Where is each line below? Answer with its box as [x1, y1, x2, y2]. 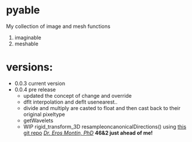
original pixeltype [23, 111, 66, 118]
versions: [6, 61, 53, 74]
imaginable [14, 34, 42, 41]
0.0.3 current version [14, 80, 66, 87]
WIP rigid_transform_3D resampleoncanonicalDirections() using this [23, 123, 187, 130]
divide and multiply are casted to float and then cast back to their [23, 104, 181, 111]
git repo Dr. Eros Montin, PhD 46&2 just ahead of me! [23, 129, 153, 136]
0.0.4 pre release [14, 86, 56, 93]
